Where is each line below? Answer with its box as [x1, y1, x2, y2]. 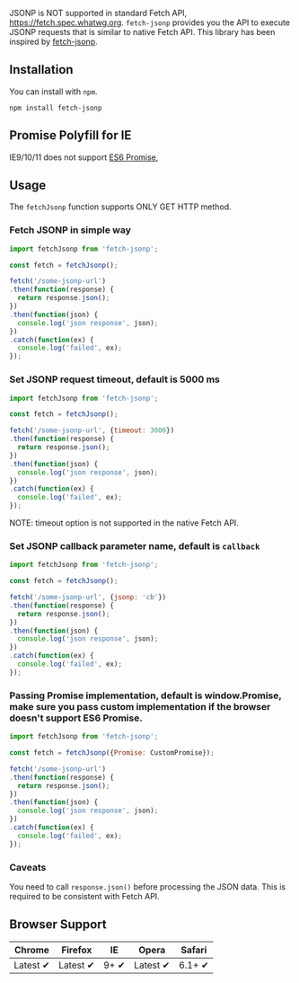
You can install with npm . [9, 85, 98, 97]
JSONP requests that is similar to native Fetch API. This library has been [9, 27, 276, 37]
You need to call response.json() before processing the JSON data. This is [9, 881, 286, 892]
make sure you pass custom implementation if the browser [9, 700, 271, 713]
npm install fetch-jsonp [9, 103, 102, 112]
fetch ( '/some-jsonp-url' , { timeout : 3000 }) [9, 426, 175, 435]
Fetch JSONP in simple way [9, 224, 132, 236]
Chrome [13, 943, 49, 956]
